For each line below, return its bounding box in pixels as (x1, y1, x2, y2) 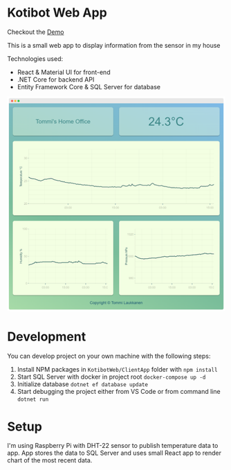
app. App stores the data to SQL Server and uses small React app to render (7, 449, 221, 458)
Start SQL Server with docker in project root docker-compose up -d (17, 372, 206, 381)
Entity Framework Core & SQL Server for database (17, 82, 161, 91)
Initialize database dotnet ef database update (17, 379, 149, 388)
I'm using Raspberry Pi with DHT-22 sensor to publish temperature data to (7, 442, 219, 450)
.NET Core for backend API (17, 75, 95, 84)
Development (7, 329, 86, 344)
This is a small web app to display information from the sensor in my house (7, 41, 221, 49)
